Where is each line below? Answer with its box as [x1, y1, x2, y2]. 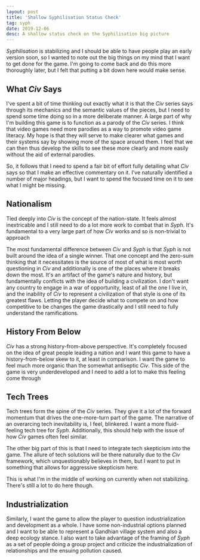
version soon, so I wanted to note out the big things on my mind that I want [6, 54, 190, 61]
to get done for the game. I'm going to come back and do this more [6, 61, 171, 68]
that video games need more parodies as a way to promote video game [6, 125, 182, 133]
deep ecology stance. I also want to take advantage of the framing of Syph [6, 534, 190, 541]
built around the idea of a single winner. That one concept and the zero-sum [6, 252, 194, 259]
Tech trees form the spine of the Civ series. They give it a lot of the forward [6, 408, 192, 415]
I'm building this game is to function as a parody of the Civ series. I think [6, 119, 184, 126]
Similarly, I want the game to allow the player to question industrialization [6, 515, 186, 522]
